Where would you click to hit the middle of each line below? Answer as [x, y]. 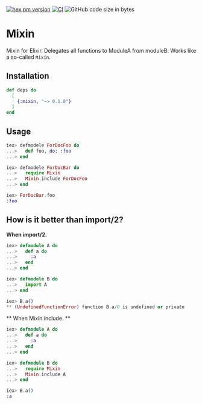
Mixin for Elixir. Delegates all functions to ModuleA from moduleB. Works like [101, 50]
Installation [28, 76]
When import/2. [27, 234]
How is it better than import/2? [65, 220]
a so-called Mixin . [29, 57]
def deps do [21, 90]
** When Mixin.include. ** [38, 319]
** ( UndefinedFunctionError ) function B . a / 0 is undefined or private [96, 307]
